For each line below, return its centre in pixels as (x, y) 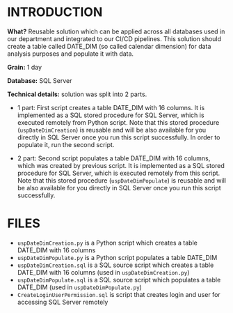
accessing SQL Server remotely (63, 302)
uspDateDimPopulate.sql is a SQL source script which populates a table (119, 280)
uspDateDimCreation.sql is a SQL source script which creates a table (115, 265)
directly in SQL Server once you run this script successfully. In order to (119, 137)
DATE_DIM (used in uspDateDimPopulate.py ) (80, 287)
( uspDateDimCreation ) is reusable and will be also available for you (112, 130)
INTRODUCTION (55, 12)
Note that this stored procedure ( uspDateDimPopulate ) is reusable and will (121, 180)
